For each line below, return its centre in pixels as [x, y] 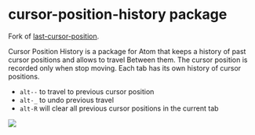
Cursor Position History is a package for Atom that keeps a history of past [127, 51]
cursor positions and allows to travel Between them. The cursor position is [128, 60]
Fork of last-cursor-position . [54, 36]
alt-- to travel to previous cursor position [87, 91]
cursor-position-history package [118, 15]
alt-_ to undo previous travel [67, 100]
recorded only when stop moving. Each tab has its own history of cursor [125, 67]
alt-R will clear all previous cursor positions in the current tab [119, 108]
